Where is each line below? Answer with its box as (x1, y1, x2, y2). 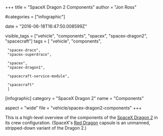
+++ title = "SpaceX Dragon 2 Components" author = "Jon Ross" (5, 4, 137, 10)
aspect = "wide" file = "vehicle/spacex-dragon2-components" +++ (5, 105, 142, 111)
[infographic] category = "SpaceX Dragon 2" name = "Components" (5, 95, 144, 101)
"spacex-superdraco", (7, 52, 52, 57)
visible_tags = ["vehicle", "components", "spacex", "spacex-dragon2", (5, 33, 148, 39)
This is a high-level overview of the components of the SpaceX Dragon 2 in (5, 115, 158, 120)
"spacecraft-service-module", (7, 74, 70, 79)
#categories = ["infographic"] (5, 14, 65, 19)
